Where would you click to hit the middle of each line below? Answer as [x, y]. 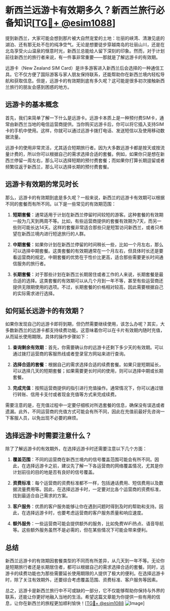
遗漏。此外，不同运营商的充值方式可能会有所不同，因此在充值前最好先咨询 [83, 411]
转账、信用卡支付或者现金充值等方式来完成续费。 [68, 395]
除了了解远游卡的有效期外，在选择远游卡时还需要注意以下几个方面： [76, 449]
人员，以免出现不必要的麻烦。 [50, 418]
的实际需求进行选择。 [35, 293]
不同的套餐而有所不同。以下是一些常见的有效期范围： [61, 204]
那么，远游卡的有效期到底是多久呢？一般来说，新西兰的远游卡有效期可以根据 [85, 197]
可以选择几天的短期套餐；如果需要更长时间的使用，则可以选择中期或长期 [88, 371]
